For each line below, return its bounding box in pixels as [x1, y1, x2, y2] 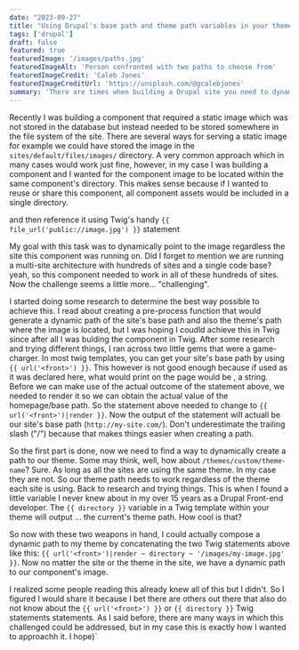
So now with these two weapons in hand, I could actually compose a [9, 528, 261, 539]
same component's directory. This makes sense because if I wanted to [9, 178, 269, 189]
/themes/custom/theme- [201, 456, 287, 465]
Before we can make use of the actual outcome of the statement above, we [9, 381, 285, 391]
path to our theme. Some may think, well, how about [9, 454, 200, 465]
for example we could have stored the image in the [9, 140, 196, 151]
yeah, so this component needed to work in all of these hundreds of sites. [9, 269, 279, 280]
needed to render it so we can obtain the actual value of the [9, 390, 229, 401]
